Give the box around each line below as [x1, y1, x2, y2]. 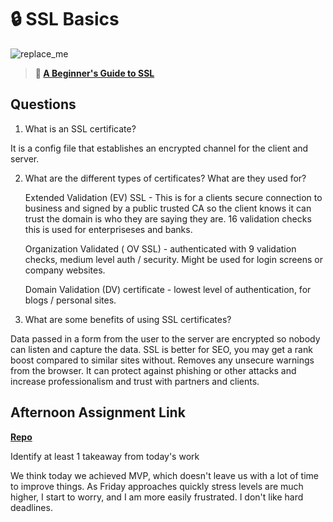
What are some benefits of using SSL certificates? [24, 313, 232, 325]
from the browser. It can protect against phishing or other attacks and [10, 364, 297, 376]
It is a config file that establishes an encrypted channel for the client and [10, 142, 309, 154]
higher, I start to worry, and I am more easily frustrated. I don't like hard [10, 491, 304, 503]
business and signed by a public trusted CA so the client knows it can [24, 202, 312, 214]
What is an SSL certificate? [24, 122, 137, 135]
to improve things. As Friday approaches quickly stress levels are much [10, 480, 304, 492]
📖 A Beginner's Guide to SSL [34, 67, 155, 79]
